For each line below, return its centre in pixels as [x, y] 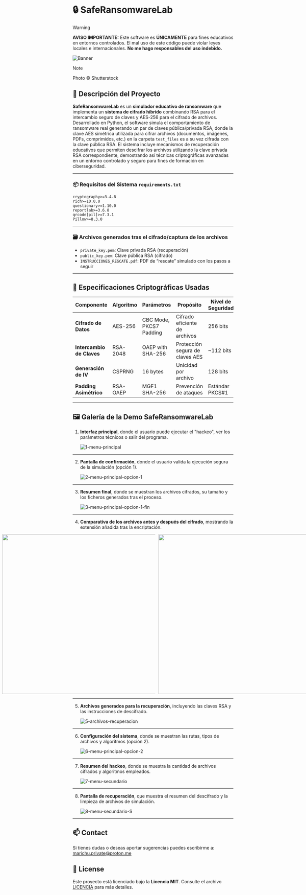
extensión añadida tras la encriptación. [121, 527]
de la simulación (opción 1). [109, 467]
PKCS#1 [218, 393]
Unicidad [187, 365]
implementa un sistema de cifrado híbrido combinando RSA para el [144, 112]
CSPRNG [123, 372]
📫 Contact [90, 833]
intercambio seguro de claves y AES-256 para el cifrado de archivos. [145, 117]
